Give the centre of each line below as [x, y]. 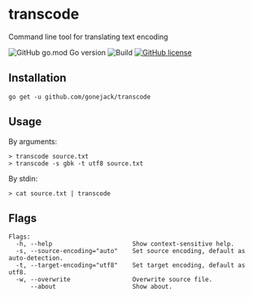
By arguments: [33, 141]
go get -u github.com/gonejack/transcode [80, 97]
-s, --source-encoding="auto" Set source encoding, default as [131, 251]
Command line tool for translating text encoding [88, 37]
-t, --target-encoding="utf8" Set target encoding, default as [131, 265]
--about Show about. [101, 287]
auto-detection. [36, 258]
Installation [37, 78]
